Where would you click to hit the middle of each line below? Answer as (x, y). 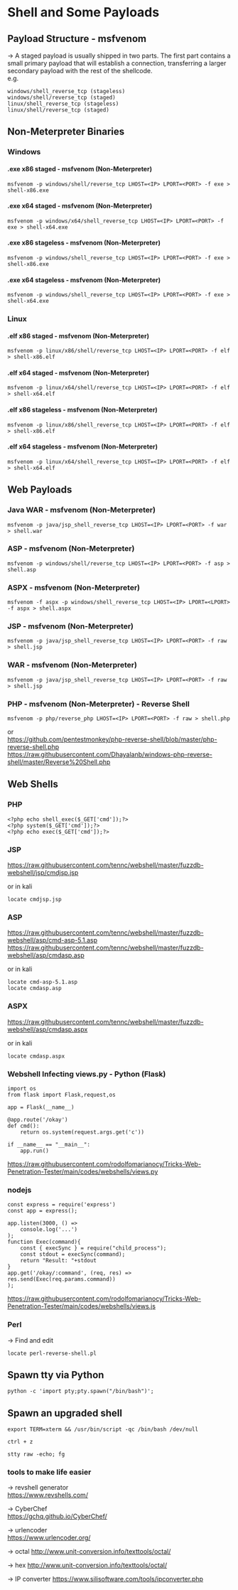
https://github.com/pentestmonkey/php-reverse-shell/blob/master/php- (113, 739)
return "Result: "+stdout (59, 1261)
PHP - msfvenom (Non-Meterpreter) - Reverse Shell (98, 704)
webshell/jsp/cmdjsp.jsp (43, 873)
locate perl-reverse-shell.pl (52, 1353)
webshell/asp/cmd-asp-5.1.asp (53, 940)
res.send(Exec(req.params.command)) (61, 1279)
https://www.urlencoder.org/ (49, 1538)
